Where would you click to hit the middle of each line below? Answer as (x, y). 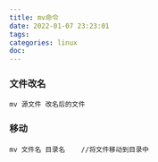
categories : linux (43, 43)
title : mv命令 (34, 17)
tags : (19, 34)
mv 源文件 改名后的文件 (47, 105)
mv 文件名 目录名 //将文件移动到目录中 (79, 149)
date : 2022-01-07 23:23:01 (59, 26)
